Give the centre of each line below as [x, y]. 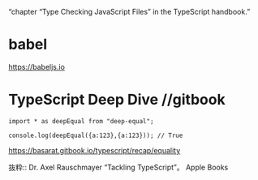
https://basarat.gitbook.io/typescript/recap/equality [95, 150]
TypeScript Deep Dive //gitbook [117, 100]
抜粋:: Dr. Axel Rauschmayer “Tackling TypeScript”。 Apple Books [118, 167]
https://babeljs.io [37, 66]
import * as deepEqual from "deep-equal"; [81, 121]
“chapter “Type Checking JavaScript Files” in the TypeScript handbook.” [129, 12]
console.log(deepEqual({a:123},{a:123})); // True [96, 135]
